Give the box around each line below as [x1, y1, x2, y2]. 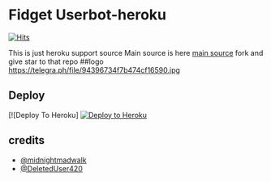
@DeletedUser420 [19, 163, 83, 173]
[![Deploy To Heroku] [8, 110, 79, 120]
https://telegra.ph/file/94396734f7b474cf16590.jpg [8, 65, 181, 74]
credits [8, 133, 45, 147]
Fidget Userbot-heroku [8, 6, 167, 24]
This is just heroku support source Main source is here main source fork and [8, 48, 264, 57]
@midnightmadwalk [19, 155, 87, 165]
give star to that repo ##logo [8, 57, 104, 66]
